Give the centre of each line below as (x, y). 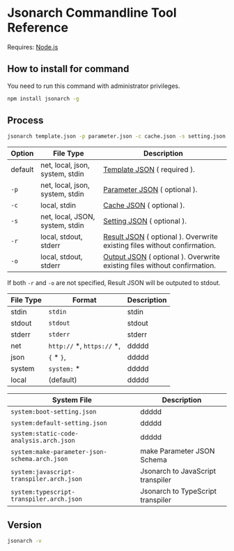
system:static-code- (45, 434)
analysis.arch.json (43, 441)
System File (72, 400)
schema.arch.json (39, 459)
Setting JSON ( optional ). (145, 221)
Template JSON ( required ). (149, 170)
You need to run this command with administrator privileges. (94, 86)
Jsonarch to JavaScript (178, 471)
